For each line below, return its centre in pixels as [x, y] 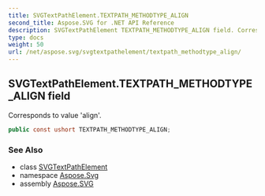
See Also [26, 150]
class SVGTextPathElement [63, 167]
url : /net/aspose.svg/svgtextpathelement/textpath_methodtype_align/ [125, 52]
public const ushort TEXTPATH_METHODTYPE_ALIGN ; [90, 129]
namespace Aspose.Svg [59, 175]
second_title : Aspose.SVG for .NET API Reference [91, 23]
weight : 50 [26, 45]
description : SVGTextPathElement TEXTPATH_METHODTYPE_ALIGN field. [121, 30]
